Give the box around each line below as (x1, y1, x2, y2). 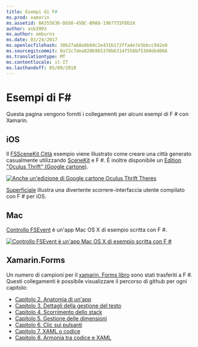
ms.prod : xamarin (6, 14, 50, 20)
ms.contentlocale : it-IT (6, 59, 68, 65)
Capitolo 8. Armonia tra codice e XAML (14, 334, 112, 341)
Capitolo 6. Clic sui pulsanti (14, 321, 83, 328)
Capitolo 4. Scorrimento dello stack (14, 308, 103, 316)
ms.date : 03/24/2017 (6, 37, 58, 43)
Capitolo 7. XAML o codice (14, 327, 81, 334)
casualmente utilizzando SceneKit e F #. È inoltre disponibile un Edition (6, 157, 182, 164)
